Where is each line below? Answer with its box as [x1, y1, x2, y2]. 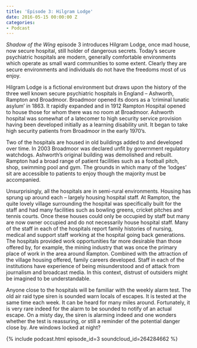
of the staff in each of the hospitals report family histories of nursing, [6, 225, 173, 232]
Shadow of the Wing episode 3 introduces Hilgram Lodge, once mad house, [6, 41, 191, 48]
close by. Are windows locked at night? [6, 324, 101, 331]
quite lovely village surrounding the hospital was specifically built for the [6, 200, 181, 208]
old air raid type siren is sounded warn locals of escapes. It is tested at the [6, 293, 187, 300]
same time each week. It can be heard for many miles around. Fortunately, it [6, 299, 190, 306]
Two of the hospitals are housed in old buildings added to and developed [6, 139, 183, 146]
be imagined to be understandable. [6, 275, 91, 282]
